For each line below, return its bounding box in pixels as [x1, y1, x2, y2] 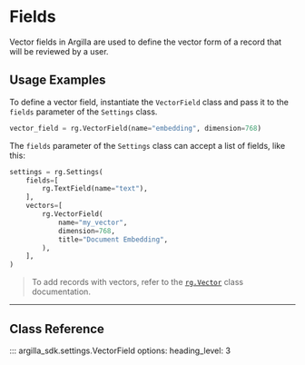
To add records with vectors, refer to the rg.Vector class [31, 277, 243, 288]
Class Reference [9, 321, 104, 337]
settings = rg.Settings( [9, 167, 103, 176]
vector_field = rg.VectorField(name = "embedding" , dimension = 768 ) [9, 123, 261, 133]
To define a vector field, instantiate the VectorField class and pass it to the [9, 96, 289, 107]
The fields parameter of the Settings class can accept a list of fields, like [9, 140, 286, 151]
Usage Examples [9, 73, 106, 88]
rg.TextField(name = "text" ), [42, 184, 148, 193]
